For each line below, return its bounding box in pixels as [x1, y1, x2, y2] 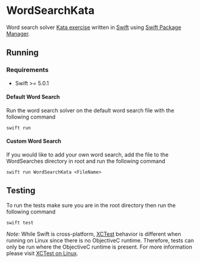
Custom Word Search [6, 137, 62, 145]
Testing [6, 186, 36, 196]
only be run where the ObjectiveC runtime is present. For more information [6, 243, 193, 250]
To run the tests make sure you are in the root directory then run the [6, 201, 176, 209]
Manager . [6, 30, 30, 37]
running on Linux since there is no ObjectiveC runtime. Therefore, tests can [6, 236, 194, 244]
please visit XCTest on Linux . [6, 249, 79, 257]
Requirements [6, 66, 49, 74]
